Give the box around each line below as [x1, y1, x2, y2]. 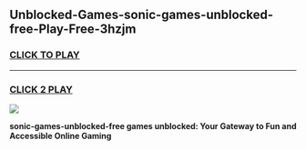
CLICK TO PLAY [9, 49, 80, 62]
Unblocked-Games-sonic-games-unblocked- [9, 7, 273, 23]
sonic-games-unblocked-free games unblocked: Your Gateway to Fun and [9, 120, 297, 131]
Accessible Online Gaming [9, 130, 112, 141]
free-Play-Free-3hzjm [9, 22, 137, 37]
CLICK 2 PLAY [9, 83, 73, 95]
